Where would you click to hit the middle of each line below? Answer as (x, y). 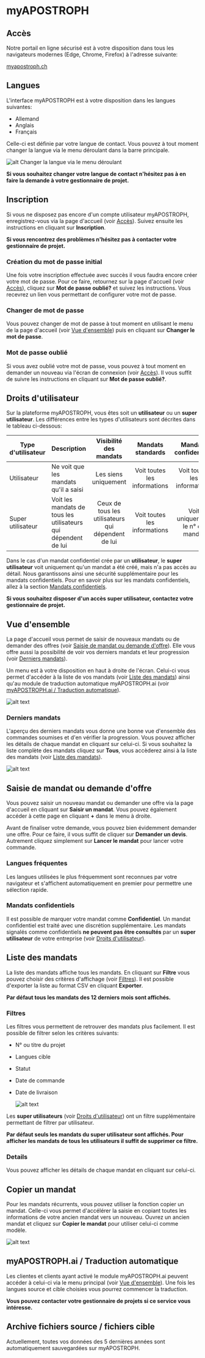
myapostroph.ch (27, 66)
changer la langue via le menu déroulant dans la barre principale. (88, 150)
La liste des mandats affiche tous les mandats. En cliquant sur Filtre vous (98, 972)
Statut (23, 1068)
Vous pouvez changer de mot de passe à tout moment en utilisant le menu (100, 324)
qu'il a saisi (67, 489)
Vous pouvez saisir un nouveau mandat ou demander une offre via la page (100, 803)
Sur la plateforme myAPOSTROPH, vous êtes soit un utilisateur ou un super (102, 413)
